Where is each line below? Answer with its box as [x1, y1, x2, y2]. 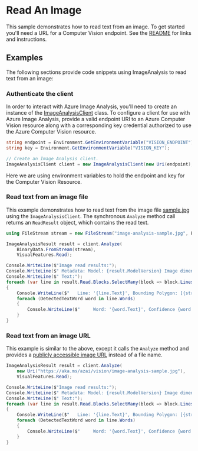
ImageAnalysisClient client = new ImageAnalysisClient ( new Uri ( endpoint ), [6, 161, 194, 167]
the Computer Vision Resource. [6, 178, 82, 185]
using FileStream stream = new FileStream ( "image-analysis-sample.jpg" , [6, 230, 189, 236]
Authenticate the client [6, 89, 74, 98]
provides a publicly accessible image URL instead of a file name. [6, 351, 163, 358]
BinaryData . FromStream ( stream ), [16, 246, 96, 252]
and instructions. [6, 35, 47, 43]
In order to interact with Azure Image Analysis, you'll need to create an [6, 103, 177, 110]
